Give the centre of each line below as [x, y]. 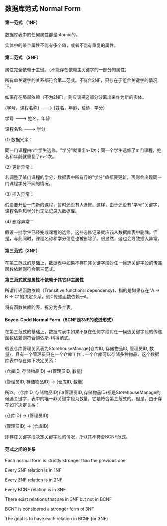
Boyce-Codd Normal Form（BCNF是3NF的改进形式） [60, 319]
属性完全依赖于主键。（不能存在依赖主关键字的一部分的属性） [67, 69]
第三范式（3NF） [23, 251]
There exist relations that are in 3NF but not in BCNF [59, 499]
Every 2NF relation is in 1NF [33, 470]
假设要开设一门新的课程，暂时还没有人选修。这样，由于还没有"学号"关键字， [83, 205]
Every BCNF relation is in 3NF [36, 490]
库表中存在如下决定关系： [31, 361]
